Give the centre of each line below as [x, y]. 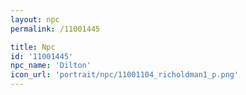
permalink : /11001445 [55, 29]
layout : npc [35, 19]
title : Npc [33, 47]
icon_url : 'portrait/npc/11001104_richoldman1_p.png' [125, 75]
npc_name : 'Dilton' [51, 66]
